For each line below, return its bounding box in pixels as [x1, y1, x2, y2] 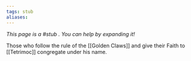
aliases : [6, 14, 28, 20]
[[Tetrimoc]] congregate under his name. [6, 48, 107, 55]
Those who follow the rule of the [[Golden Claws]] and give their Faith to [6, 42, 185, 49]
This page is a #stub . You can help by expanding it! [6, 30, 135, 37]
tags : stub [6, 8, 34, 15]
